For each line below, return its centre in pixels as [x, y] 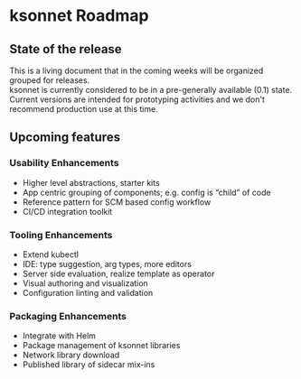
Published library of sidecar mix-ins [89, 365]
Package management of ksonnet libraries [101, 346]
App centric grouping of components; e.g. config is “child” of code [146, 192]
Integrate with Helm [59, 336]
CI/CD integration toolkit [67, 211]
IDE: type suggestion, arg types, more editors [107, 263]
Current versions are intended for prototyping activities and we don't [137, 99]
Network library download [71, 355]
